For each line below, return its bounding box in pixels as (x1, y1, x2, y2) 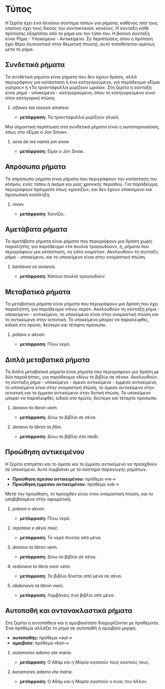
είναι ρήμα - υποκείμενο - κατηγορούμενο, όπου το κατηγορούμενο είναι (5, 89, 156, 95)
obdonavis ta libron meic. (12, 582, 64, 588)
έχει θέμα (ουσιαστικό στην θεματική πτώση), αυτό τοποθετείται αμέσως (5, 41, 156, 47)
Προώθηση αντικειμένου (5, 448, 85, 456)
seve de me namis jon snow (12, 138, 69, 144)
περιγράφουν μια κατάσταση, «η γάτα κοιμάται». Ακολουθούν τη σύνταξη (5, 249, 158, 255)
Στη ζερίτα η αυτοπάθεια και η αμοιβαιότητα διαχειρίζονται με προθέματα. (5, 620, 160, 626)
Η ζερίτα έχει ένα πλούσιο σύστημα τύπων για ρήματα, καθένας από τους (5, 20, 158, 26)
